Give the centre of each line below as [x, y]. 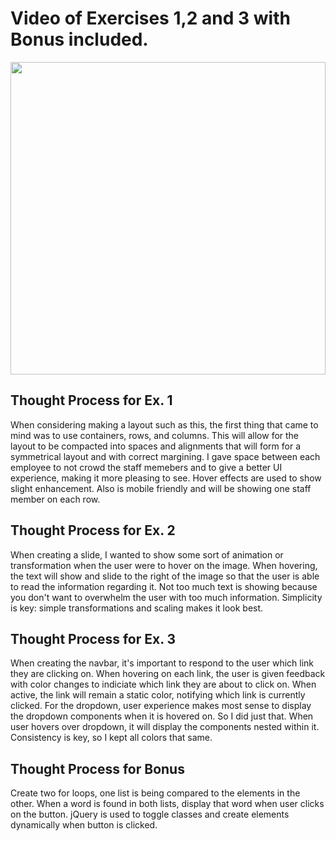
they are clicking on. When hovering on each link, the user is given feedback [168, 674]
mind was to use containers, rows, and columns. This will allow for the [155, 435]
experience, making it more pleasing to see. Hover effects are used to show [166, 478]
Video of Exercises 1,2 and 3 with [150, 18]
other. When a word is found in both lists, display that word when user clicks [167, 804]
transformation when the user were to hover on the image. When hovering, [164, 565]
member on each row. [55, 499]
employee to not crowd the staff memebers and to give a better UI [146, 467]
